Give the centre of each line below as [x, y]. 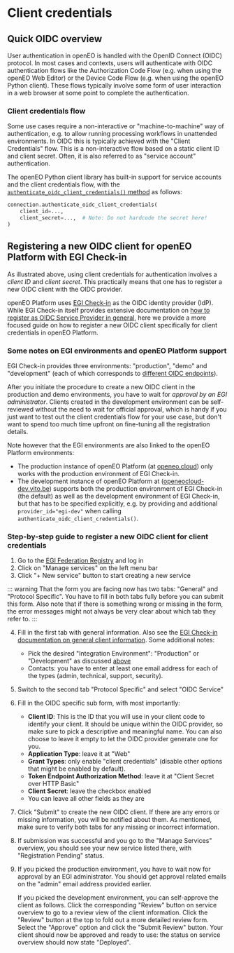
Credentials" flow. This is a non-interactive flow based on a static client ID [114, 149]
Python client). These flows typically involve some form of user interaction [114, 85]
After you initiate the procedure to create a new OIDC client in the [101, 386]
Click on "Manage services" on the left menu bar [88, 568]
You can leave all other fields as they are [86, 799]
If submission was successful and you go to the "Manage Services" [115, 841]
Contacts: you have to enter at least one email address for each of [123, 668]
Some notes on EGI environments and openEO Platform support [117, 351]
